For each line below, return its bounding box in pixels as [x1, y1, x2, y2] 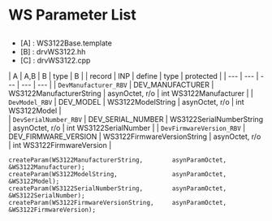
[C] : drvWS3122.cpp [19, 55, 91, 65]
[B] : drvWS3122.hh [19, 46, 86, 56]
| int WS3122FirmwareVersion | [8, 140, 112, 149]
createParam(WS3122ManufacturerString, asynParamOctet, [8, 156, 227, 164]
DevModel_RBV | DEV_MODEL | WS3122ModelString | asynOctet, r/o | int [8, 97, 245, 106]
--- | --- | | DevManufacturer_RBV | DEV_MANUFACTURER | [21, 80, 214, 89]
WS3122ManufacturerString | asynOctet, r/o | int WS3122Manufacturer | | [8, 88, 253, 98]
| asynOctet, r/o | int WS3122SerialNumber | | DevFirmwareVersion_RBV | [8, 123, 246, 132]
